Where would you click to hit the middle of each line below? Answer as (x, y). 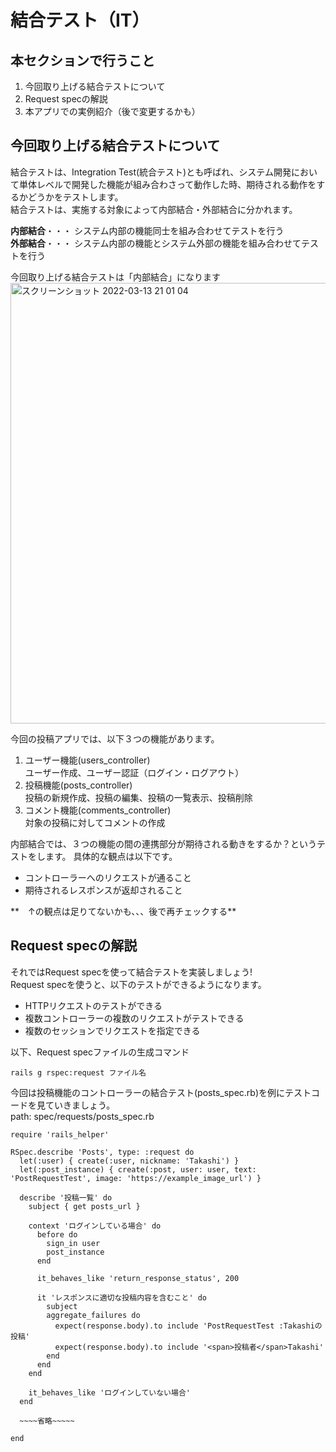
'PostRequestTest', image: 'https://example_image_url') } (136, 1178)
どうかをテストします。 (75, 197)
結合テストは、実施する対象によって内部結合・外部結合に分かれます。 (154, 209)
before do (57, 1234)
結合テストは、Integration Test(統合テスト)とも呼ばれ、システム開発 (151, 172)
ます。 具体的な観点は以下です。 (111, 856)
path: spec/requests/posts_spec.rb (82, 1116)
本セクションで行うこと (82, 60)
